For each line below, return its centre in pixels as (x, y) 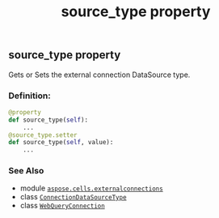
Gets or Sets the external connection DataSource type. (99, 75)
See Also (26, 171)
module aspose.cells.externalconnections (91, 188)
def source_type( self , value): (61, 143)
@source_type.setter (43, 135)
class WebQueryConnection (62, 206)
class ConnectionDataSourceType (73, 197)
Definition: (29, 96)
